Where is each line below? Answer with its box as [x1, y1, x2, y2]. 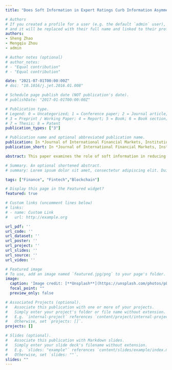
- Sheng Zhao [5, 36, 33, 41]
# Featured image [5, 267, 42, 272]
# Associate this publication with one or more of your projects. [5, 304, 155, 310]
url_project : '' [5, 243, 40, 248]
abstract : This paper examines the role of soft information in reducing [5, 154, 166, 159]
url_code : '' [5, 229, 33, 234]
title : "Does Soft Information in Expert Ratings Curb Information [5, 7, 153, 13]
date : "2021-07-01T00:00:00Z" [5, 78, 70, 84]
